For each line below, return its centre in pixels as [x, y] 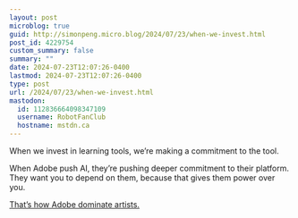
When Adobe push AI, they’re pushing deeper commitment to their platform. [149, 168]
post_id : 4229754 [42, 42]
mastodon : [28, 101]
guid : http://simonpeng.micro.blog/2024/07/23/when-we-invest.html [138, 34]
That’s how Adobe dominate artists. [75, 205]
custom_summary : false [51, 51]
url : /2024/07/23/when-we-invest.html [81, 92]
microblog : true [39, 26]
